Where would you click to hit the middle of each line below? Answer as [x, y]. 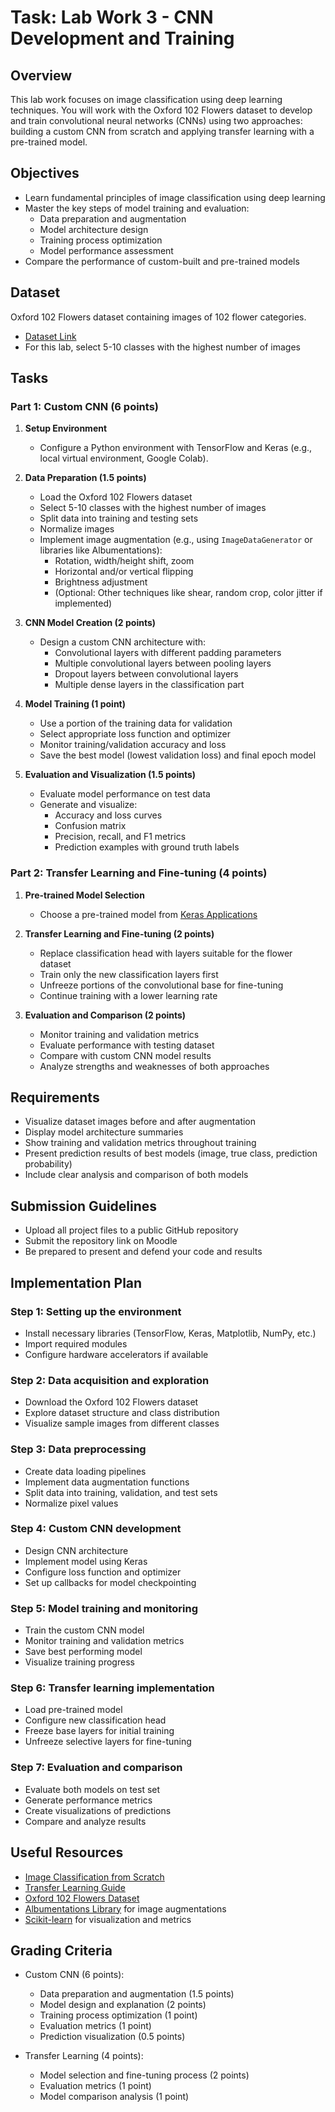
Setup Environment [66, 428]
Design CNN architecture [76, 1550]
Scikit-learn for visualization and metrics [108, 1919]
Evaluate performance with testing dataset [127, 1045]
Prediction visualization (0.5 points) [112, 2037]
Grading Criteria [61, 1950]
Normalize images [77, 529]
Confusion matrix [90, 826]
